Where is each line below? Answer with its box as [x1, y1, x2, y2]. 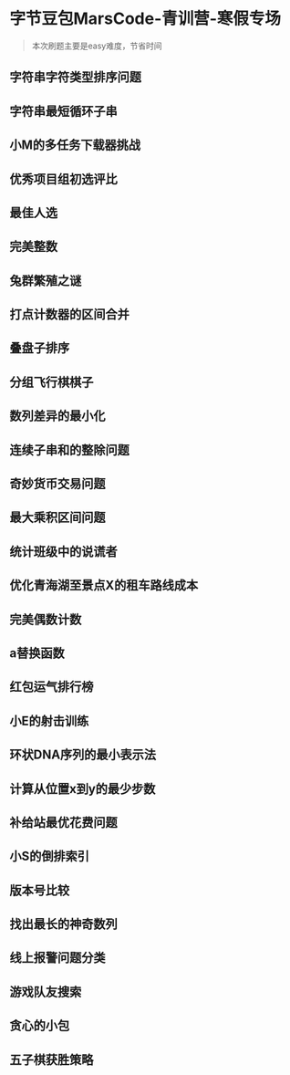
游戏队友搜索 [9, 984, 82, 999]
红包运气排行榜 [9, 679, 94, 694]
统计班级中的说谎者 [9, 544, 118, 559]
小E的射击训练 [9, 713, 89, 728]
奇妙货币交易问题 [9, 476, 106, 492]
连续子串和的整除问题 [9, 442, 129, 457]
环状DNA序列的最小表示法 [9, 747, 157, 763]
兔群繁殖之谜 [9, 273, 82, 288]
